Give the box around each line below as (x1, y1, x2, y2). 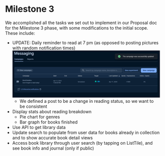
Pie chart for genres (19, 114, 60, 120)
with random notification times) (12, 45, 76, 51)
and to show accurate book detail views (12, 135, 93, 141)
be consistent (19, 103, 48, 109)
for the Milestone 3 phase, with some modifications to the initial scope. (5, 25, 148, 31)
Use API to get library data (12, 125, 66, 130)
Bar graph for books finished (19, 119, 78, 125)
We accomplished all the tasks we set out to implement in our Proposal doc (5, 20, 157, 26)
